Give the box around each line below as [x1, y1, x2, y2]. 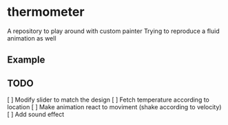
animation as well [7, 34, 56, 42]
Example [7, 54, 45, 66]
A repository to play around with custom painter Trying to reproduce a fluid [7, 27, 220, 35]
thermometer [7, 4, 85, 20]
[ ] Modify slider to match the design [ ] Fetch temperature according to [7, 95, 210, 104]
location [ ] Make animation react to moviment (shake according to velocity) [7, 103, 222, 111]
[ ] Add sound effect [7, 111, 64, 119]
